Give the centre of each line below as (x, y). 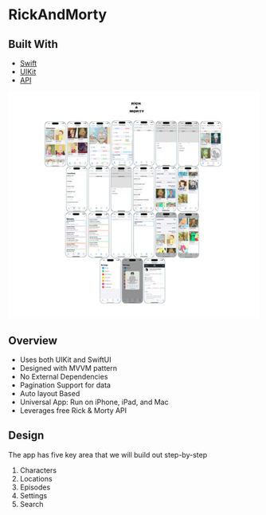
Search (31, 504)
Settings (33, 495)
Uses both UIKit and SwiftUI (65, 360)
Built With (33, 44)
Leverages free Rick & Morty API (73, 411)
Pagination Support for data (65, 385)
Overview (33, 340)
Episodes (35, 487)
